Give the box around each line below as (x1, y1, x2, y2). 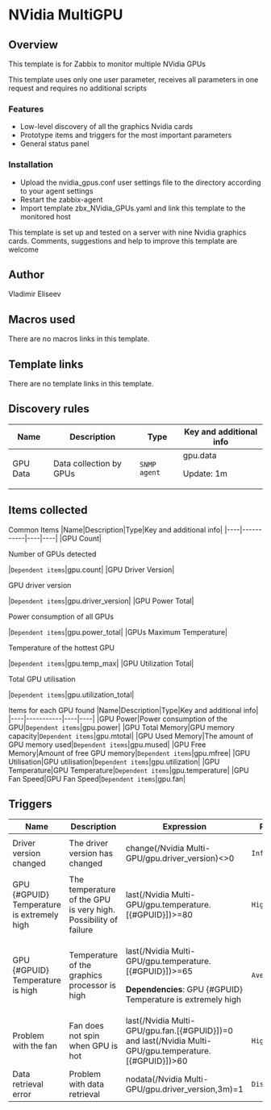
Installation (8, 159, 54, 170)
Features (8, 103, 44, 115)
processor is (69, 980, 117, 991)
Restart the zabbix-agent (19, 194, 103, 204)
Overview (8, 38, 59, 52)
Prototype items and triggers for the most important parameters (19, 131, 232, 140)
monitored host (19, 211, 71, 221)
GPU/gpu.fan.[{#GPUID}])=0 (125, 1025, 234, 1037)
